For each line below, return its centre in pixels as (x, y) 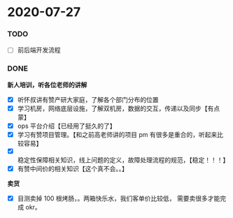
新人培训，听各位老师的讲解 (47, 85)
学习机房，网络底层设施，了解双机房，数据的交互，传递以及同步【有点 (119, 108)
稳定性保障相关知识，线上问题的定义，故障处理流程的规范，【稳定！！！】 (123, 160)
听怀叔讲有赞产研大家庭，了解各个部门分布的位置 (88, 99)
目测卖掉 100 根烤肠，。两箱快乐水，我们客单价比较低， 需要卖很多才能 (119, 198)
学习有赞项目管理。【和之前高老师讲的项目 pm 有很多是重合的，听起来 (117, 135)
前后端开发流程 (39, 50)
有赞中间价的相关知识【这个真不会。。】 (72, 169)
